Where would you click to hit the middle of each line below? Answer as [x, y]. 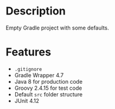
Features [28, 52]
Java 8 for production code [48, 81]
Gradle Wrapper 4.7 [39, 75]
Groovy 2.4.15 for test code [48, 88]
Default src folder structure [48, 94]
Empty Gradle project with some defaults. [57, 28]
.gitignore [28, 69]
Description [36, 11]
